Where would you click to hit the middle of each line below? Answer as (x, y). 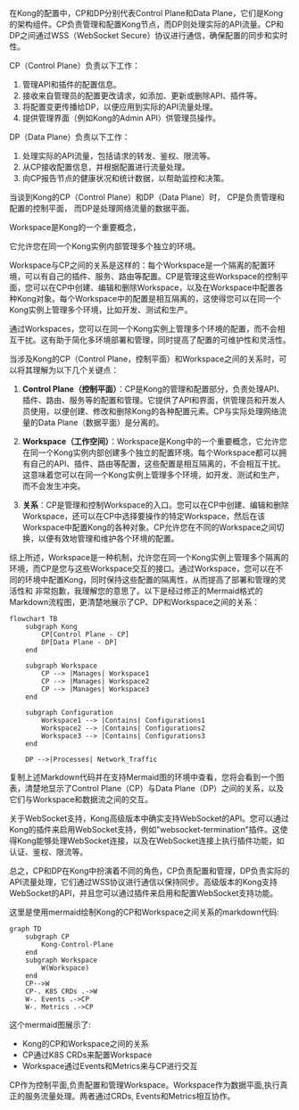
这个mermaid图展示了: (50, 1025)
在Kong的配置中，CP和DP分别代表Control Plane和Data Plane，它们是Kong (146, 13)
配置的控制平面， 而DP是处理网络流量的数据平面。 (102, 208)
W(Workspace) (66, 968)
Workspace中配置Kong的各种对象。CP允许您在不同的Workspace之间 (149, 527)
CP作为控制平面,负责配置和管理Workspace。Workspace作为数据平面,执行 (145, 1085)
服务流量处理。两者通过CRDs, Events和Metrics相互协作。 (130, 1096)
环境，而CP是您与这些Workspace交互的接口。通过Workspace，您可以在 (142, 568)
